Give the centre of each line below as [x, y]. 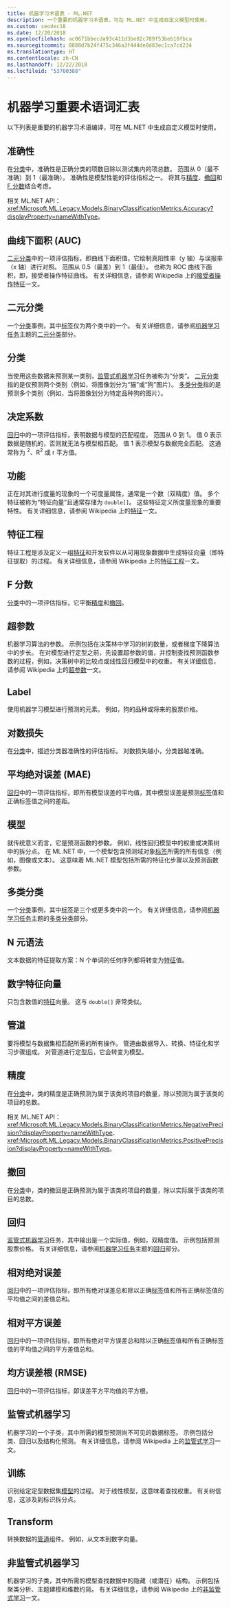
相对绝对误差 [34, 1272]
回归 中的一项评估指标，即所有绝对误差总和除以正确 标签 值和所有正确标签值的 [115, 1291]
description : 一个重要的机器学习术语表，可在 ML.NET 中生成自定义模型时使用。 [109, 20]
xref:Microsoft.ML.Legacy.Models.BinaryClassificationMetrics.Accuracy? [110, 209]
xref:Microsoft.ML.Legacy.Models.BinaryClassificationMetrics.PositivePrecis [115, 1140]
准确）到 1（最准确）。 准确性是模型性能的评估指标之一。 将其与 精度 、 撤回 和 [115, 178]
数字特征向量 [34, 984]
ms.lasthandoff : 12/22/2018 [47, 65]
